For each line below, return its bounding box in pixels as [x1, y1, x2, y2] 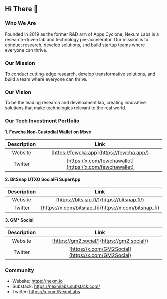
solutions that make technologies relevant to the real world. [5, 105, 127, 111]
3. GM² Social [5, 217, 34, 223]
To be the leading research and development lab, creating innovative [5, 100, 146, 106]
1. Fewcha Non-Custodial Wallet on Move [5, 129, 92, 135]
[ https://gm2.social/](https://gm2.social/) [52, 237, 148, 244]
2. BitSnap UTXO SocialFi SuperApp [5, 176, 81, 182]
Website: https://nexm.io [12, 278, 63, 284]
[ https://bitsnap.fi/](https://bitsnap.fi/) [56, 196, 144, 203]
